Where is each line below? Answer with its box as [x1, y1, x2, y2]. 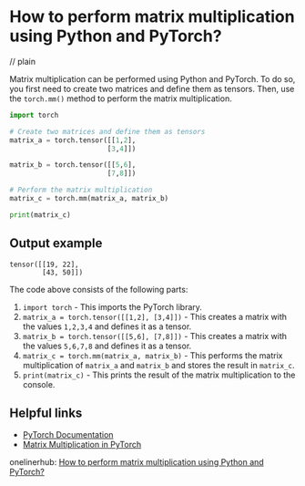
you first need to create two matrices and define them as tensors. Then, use [9, 83, 295, 94]
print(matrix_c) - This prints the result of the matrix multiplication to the [22, 369, 296, 380]
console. [22, 378, 56, 389]
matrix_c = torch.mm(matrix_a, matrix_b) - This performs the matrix [22, 349, 283, 361]
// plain [9, 56, 36, 67]
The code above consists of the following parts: [9, 284, 188, 295]
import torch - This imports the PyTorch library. [22, 301, 203, 312]
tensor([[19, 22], [9, 260, 79, 269]
